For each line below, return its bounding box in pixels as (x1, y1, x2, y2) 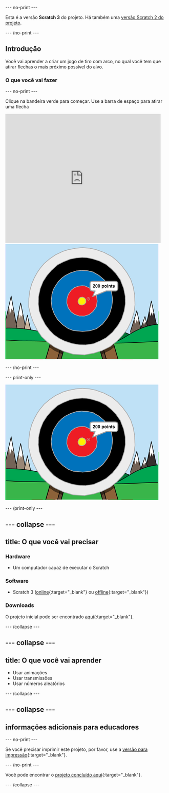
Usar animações (12, 669, 48, 675)
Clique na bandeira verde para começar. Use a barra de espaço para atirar (5, 98, 163, 104)
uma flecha (5, 104, 29, 110)
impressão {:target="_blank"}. (5, 752, 68, 758)
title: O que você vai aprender (5, 656, 101, 665)
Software (5, 578, 29, 585)
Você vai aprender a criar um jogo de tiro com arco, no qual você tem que (5, 58, 161, 64)
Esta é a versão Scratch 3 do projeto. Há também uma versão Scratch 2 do (5, 14, 164, 20)
